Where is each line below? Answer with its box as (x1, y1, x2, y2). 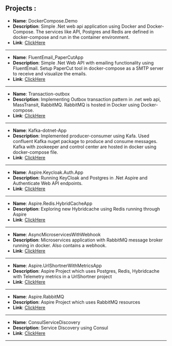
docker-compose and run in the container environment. (12, 34, 130, 40)
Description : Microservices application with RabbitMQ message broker (12, 237, 163, 243)
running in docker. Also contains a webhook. (12, 242, 106, 248)
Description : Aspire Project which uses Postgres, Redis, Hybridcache (12, 268, 160, 274)
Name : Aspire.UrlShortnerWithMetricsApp (12, 262, 102, 269)
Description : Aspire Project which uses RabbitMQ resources (12, 299, 141, 305)
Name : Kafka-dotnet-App (12, 127, 67, 133)
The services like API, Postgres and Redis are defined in (35, 28, 154, 35)
